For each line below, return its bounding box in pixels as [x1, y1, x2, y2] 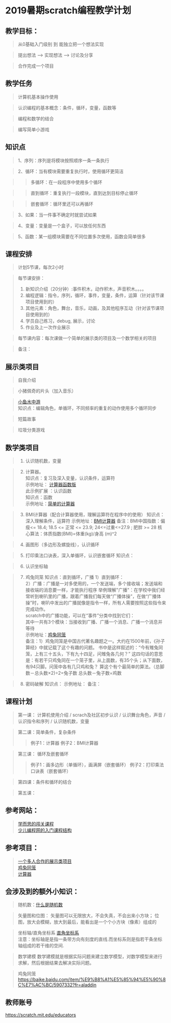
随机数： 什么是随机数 [17, 902, 63, 908]
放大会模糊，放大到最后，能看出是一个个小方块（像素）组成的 [27, 919, 157, 925]
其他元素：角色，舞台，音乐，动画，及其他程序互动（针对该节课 [25, 305, 160, 311]
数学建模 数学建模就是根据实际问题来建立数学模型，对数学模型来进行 [17, 953, 162, 960]
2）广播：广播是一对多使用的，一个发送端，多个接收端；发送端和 [25, 581, 163, 587]
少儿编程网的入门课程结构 [17, 827, 72, 833]
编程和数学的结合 [17, 116, 54, 122]
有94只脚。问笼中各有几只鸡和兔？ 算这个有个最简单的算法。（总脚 [25, 664, 165, 670]
